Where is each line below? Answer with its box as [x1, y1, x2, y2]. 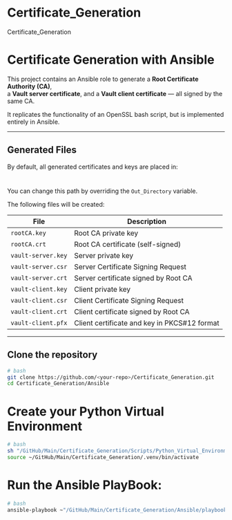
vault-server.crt [10, 274, 68, 281]
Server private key [73, 250, 134, 260]
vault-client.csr [10, 296, 68, 304]
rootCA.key [10, 229, 46, 236]
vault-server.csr [10, 263, 68, 270]
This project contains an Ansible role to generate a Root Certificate [7, 75, 199, 83]
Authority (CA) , [7, 82, 52, 91]
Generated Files [7, 144, 77, 156]
